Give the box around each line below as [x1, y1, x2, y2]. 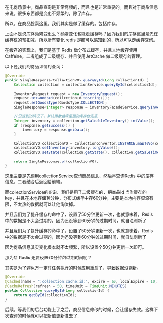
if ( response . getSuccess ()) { [14, 123, 75, 128]
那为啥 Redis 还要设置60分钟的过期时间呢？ [5, 255, 92, 260]
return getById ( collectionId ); [14, 292, 77, 297]
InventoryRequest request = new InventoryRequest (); [14, 91, 123, 96]
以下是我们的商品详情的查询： [5, 64, 65, 69]
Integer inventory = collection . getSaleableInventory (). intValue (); [14, 118, 155, 123]
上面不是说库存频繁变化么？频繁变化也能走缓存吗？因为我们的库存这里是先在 [5, 31, 158, 36]
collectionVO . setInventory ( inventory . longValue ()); [14, 145, 120, 150]
